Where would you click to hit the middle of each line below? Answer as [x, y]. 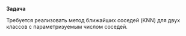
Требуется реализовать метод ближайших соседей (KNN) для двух [93, 20]
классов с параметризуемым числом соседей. [67, 27]
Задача [16, 9]
